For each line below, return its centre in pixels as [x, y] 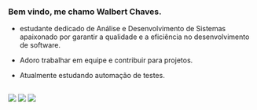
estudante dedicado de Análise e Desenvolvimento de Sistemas [123, 29]
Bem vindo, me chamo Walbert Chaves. [85, 12]
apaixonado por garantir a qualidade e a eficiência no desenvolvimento [134, 37]
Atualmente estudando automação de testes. [92, 76]
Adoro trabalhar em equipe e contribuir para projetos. [106, 60]
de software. [40, 45]
